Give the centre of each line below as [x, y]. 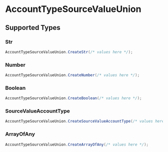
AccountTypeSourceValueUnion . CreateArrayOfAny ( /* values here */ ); [77, 145]
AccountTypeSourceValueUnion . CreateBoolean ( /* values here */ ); [73, 98]
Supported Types [33, 28]
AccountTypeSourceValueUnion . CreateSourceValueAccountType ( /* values [79, 121]
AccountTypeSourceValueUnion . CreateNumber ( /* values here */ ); [72, 75]
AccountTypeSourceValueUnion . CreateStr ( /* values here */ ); [69, 52]
